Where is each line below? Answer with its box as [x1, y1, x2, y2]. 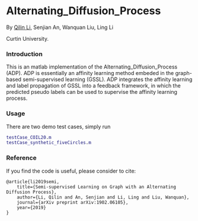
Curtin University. [6, 35, 49, 42]
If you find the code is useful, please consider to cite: [6, 167, 136, 174]
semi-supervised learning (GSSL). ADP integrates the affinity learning [23, 76, 193, 83]
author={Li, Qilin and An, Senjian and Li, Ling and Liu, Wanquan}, [17, 194, 190, 200]
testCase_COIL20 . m [6, 134, 52, 140]
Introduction [6, 50, 43, 58]
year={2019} [17, 204, 46, 210]
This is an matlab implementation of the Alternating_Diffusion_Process [6, 63, 178, 70]
